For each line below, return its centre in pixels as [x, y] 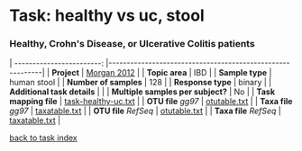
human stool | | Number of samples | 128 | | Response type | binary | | [141, 83]
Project [65, 73]
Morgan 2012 [110, 73]
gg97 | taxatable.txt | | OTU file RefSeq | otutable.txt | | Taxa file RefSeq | [145, 111]
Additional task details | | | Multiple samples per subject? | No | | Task [142, 92]
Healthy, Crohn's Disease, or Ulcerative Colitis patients [132, 44]
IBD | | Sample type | [233, 73]
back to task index [44, 138]
